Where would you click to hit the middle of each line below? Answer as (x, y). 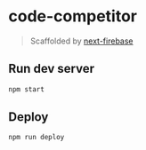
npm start (27, 89)
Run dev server (52, 69)
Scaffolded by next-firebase (82, 41)
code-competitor (73, 16)
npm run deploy (36, 138)
